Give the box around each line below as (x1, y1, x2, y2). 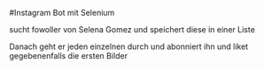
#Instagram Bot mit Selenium (9, 8, 115, 17)
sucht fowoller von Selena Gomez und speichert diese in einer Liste (9, 24, 255, 34)
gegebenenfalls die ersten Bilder (9, 51, 128, 60)
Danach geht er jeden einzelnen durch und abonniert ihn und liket (9, 41, 249, 52)
